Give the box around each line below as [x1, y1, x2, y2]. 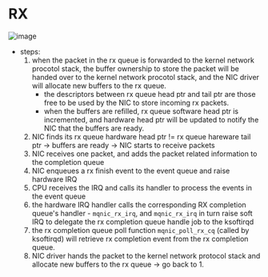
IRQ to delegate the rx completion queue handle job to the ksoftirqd [31, 217, 254, 227]
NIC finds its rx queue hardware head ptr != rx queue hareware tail [31, 131, 251, 141]
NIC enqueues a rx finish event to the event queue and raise [31, 166, 230, 175]
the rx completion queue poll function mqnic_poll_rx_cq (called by [31, 225, 250, 235]
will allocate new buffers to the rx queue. [31, 81, 166, 90]
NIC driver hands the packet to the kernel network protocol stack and [31, 251, 261, 260]
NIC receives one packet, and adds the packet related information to [31, 149, 258, 159]
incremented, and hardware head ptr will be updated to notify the [43, 114, 259, 124]
